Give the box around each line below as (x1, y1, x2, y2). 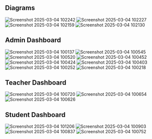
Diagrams (5, 4, 35, 12)
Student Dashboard (5, 110, 66, 119)
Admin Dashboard (5, 36, 61, 44)
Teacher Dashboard (5, 79, 67, 87)
